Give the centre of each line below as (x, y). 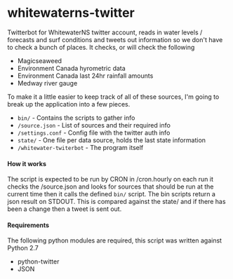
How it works (27, 163)
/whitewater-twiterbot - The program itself (80, 147)
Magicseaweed (39, 60)
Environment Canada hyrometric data (72, 68)
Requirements (28, 225)
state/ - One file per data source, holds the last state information (111, 140)
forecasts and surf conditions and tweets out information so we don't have (115, 39)
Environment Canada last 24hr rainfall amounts (85, 76)
